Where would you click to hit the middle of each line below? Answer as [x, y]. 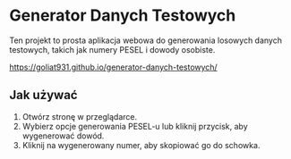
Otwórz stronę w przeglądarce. [80, 116]
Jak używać [43, 95]
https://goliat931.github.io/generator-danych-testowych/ [113, 67]
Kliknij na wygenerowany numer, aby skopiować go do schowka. [141, 145]
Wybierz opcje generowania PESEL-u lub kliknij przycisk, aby [135, 126]
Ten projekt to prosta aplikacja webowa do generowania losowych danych [145, 40]
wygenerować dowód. [63, 136]
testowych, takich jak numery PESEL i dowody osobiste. [112, 49]
